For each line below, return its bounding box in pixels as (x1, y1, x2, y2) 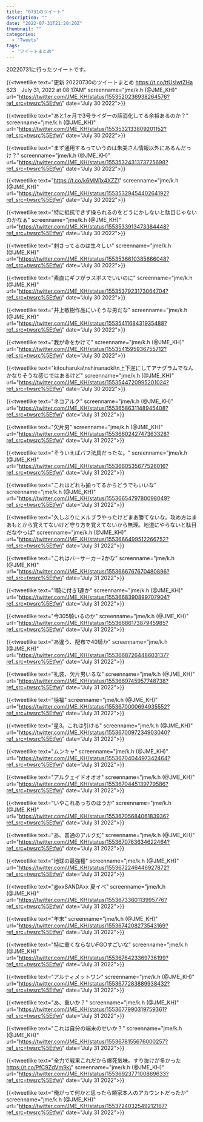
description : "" (6, 15, 47, 21)
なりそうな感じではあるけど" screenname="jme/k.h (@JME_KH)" (11, 372, 175, 379)
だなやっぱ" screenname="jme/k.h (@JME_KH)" (6, 529, 127, 536)
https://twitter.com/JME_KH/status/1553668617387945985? (18, 619, 168, 626)
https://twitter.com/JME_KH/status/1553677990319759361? (18, 1006, 168, 1013)
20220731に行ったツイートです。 (6, 65, 89, 73)
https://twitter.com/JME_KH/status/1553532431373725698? (18, 158, 168, 165)
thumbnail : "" (6, 25, 42, 32)
